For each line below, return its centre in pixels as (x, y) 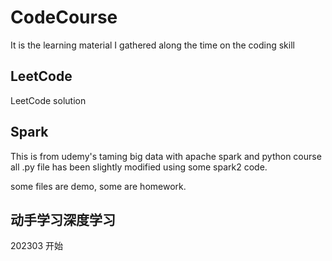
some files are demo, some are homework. (98, 186)
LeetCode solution (48, 100)
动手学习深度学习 (63, 219)
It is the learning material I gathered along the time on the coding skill (152, 45)
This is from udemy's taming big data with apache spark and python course (166, 156)
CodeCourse (64, 17)
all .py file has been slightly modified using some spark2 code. (139, 167)
